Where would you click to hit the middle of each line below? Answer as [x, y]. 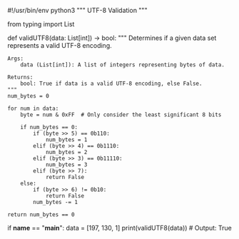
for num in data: [33, 108]
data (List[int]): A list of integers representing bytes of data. [122, 65]
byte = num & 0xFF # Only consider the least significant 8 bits [121, 115]
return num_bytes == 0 [41, 215]
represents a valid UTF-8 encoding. [60, 45]
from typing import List [41, 24]
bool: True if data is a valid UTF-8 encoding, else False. [111, 83]
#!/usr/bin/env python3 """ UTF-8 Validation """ [77, 10]
